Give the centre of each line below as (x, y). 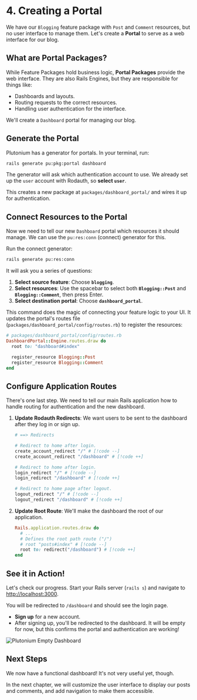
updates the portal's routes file (43, 319)
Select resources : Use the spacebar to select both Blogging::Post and (100, 289)
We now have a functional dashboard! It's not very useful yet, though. (90, 673)
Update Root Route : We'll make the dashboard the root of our (89, 511)
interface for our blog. (33, 39)
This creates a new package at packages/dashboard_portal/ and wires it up (96, 192)
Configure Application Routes (62, 386)
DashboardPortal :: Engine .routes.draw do (56, 341)
